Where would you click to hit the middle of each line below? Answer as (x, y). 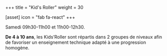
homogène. (17, 48)
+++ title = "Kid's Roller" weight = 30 (44, 7)
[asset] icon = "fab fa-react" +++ (40, 17)
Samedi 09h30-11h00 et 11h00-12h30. (45, 27)
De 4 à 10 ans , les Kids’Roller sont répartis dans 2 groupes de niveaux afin (84, 37)
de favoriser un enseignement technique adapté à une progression (76, 42)
